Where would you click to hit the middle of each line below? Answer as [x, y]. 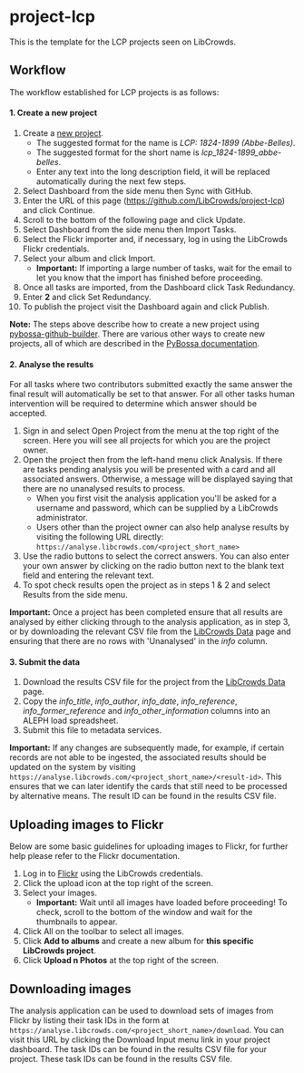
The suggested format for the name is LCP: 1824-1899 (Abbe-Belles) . [166, 142]
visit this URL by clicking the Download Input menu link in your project [140, 1039]
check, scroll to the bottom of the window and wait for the [144, 912]
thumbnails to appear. [77, 922]
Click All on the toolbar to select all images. [103, 932]
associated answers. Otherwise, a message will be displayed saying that [157, 479]
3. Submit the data [44, 662]
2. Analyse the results [52, 364]
